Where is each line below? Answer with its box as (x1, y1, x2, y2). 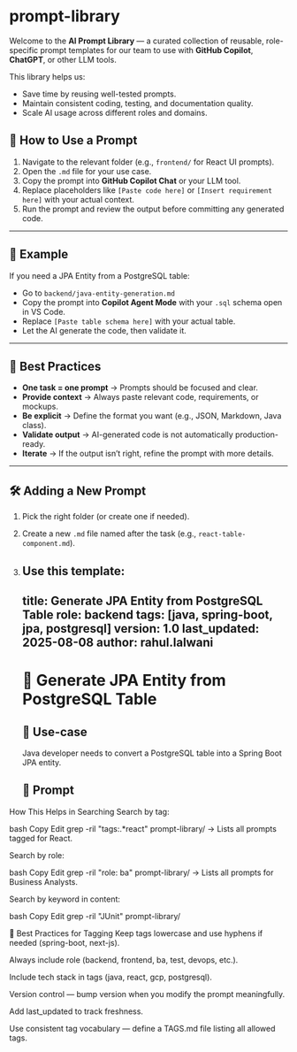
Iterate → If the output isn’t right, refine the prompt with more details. (21, 449, 274, 459)
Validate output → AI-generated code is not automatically (21, 429, 234, 440)
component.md (21, 540, 71, 549)
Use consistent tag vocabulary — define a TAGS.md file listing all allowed (9, 1023, 276, 1033)
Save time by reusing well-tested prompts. (21, 88, 177, 99)
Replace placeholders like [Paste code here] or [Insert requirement (21, 184, 272, 196)
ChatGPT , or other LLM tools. (9, 54, 117, 65)
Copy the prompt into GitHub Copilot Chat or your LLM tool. (21, 175, 241, 186)
